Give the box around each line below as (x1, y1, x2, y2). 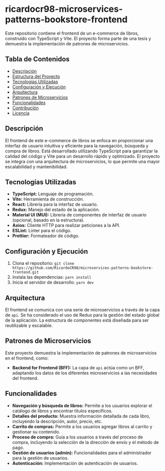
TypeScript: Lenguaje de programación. (12, 191, 94, 197)
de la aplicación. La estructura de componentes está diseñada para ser (5, 317, 149, 323)
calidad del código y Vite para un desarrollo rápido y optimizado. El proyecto (5, 153, 160, 159)
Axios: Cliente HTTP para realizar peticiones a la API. (12, 222, 120, 228)
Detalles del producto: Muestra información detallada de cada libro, (12, 413, 151, 419)
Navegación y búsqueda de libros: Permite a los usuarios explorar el (12, 402, 152, 408)
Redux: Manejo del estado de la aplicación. (12, 207, 100, 213)
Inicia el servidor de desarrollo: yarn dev (12, 280, 94, 286)
